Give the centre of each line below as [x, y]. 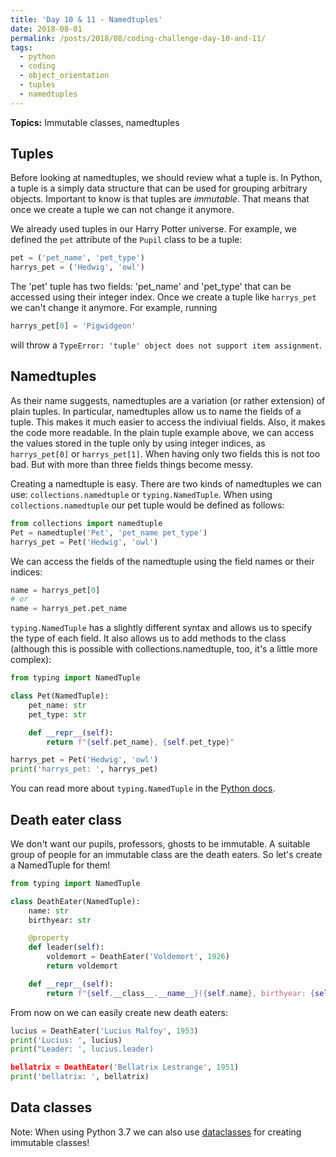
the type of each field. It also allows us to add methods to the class [148, 638]
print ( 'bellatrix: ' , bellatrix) [80, 1077]
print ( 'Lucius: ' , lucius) [66, 1040]
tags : [21, 47]
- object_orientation [64, 76]
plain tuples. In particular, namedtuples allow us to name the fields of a [156, 411]
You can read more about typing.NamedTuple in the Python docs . [143, 788]
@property [49, 938]
